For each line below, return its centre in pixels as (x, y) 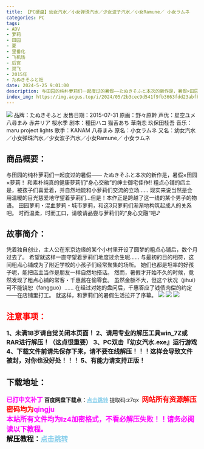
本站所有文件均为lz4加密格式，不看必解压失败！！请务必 (97, 419)
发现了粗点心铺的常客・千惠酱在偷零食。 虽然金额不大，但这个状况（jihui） (104, 280)
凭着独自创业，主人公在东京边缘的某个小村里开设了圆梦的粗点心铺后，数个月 (102, 250)
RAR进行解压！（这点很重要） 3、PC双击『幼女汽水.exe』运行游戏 (102, 342)
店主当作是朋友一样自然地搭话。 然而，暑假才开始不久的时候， (110, 272)
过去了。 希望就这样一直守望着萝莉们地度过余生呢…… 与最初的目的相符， (98, 257)
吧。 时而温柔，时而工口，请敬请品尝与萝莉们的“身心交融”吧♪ (83, 213)
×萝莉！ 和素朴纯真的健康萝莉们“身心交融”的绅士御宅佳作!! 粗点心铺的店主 (99, 182)
